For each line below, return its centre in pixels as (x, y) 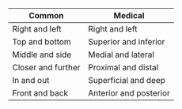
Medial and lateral (121, 54)
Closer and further (46, 68)
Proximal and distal (123, 68)
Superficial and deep (127, 80)
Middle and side (42, 54)
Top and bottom (42, 41)
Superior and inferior (127, 41)
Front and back (40, 93)
